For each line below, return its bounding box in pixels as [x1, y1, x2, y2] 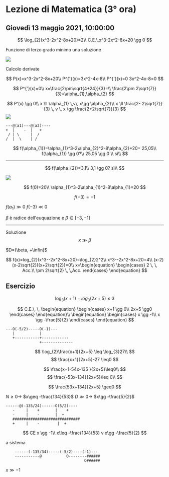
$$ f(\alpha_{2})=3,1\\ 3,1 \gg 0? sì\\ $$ [45, 165, 125, 171]
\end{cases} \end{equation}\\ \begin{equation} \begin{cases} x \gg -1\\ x [9, 311, 160, 318]
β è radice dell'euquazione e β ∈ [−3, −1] [6, 215, 91, 221]
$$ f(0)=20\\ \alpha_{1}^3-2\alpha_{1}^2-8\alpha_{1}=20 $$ [24, 184, 146, 190]
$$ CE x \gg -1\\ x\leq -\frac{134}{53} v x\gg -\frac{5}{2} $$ [23, 430, 147, 436]
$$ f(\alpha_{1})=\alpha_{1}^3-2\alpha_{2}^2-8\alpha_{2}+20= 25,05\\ [13, 145, 157, 151]
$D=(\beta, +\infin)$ [6, 247, 47, 253]
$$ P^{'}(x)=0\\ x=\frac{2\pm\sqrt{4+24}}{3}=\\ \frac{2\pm [13, 86, 135, 91]
